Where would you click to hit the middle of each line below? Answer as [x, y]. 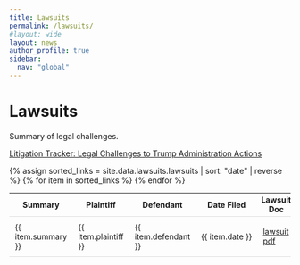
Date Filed [227, 204]
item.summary [41, 236]
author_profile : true [50, 51]
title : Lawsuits [39, 17]
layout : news [33, 42]
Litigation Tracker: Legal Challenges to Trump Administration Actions [136, 153]
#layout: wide [36, 34]
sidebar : [25, 59]
